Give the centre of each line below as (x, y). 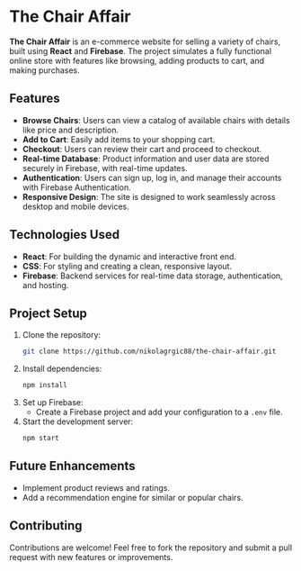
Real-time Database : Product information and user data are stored (146, 159)
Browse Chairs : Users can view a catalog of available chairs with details (156, 120)
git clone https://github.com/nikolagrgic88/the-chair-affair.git (149, 352)
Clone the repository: (62, 335)
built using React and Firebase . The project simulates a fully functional (141, 50)
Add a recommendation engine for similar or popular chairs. (133, 497)
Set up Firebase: (53, 403)
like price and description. (71, 130)
